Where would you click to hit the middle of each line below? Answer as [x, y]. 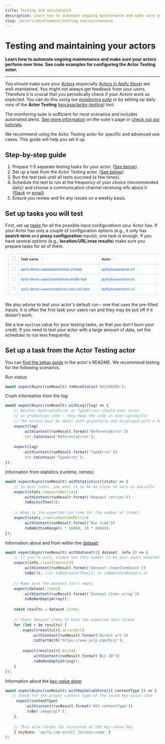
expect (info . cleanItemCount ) [44, 563]
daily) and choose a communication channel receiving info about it [80, 188]
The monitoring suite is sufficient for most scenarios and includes [71, 114]
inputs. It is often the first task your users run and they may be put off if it [79, 310]
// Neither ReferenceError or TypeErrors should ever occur [77, 411]
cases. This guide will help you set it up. [45, 140]
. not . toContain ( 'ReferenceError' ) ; [59, 437]
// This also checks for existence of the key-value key [73, 727]
